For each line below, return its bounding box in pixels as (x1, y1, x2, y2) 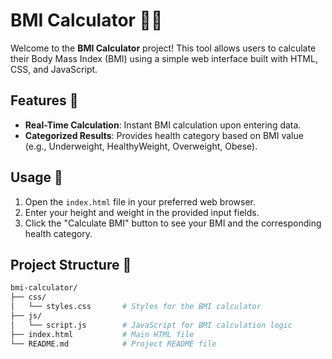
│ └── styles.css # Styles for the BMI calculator (10, 302, 262, 312)
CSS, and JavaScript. (10, 63, 98, 75)
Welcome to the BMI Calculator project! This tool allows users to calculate (10, 42, 317, 54)
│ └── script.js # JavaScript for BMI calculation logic (10, 320, 293, 330)
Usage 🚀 (10, 169, 63, 186)
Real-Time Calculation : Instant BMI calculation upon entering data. (24, 119, 302, 131)
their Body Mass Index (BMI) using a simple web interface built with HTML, (10, 52, 318, 64)
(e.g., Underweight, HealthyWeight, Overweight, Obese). (24, 140, 258, 152)
